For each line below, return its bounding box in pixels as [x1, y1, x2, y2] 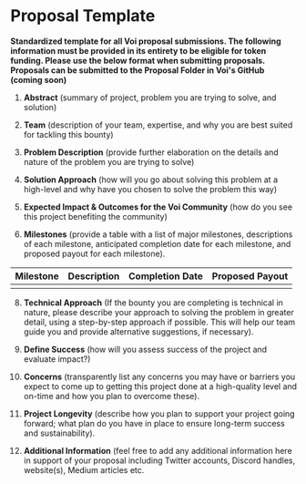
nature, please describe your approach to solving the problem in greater [23, 306, 294, 317]
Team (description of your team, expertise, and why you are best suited [23, 119, 293, 130]
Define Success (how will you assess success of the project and [23, 344, 268, 355]
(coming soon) [10, 74, 67, 85]
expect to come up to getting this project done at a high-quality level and [23, 380, 298, 392]
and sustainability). [23, 427, 96, 438]
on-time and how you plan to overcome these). [23, 390, 199, 401]
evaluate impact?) [23, 353, 91, 365]
